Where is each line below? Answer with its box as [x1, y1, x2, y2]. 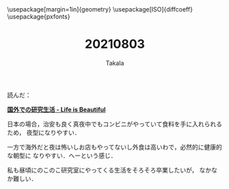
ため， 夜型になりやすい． [7, 128, 81, 136]
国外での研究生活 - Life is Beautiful [7, 105, 106, 113]
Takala [105, 59, 124, 67]
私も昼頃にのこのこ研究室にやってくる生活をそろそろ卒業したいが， [7, 166, 198, 174]
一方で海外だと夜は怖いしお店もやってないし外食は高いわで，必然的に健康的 [7, 143, 222, 151]
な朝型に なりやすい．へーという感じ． [7, 151, 117, 160]
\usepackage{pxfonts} [7, 12, 70, 20]
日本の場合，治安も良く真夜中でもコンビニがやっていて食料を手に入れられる [7, 119, 222, 128]
